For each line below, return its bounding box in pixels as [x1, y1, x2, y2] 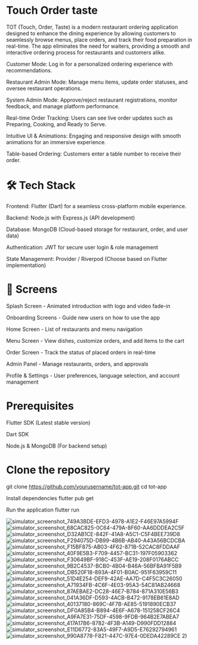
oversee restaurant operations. [6, 84, 82, 92]
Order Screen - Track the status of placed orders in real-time [6, 348, 156, 356]
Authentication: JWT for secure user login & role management [6, 244, 159, 251]
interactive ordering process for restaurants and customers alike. [6, 48, 166, 56]
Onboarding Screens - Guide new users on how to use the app [6, 314, 160, 321]
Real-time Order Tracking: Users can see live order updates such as [6, 114, 173, 121]
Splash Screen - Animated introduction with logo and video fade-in [6, 302, 171, 309]
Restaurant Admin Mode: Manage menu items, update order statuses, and [6, 78, 188, 86]
